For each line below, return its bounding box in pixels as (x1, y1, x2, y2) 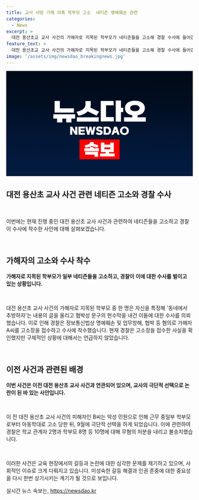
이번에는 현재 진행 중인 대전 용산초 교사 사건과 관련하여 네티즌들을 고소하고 (6, 218, 179, 225)
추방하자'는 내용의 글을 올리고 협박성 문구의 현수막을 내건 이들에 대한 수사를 (6, 312, 180, 319)
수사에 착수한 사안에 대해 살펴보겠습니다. (12, 225, 106, 232)
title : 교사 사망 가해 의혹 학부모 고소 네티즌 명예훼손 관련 (6, 10, 138, 15)
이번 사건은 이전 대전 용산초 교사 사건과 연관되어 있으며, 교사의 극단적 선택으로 (6, 381, 184, 389)
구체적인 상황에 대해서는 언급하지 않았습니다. (26, 334, 130, 341)
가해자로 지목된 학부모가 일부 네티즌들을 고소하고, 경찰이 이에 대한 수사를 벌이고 (6, 272, 188, 279)
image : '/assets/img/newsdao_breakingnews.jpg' (6, 54, 126, 59)
